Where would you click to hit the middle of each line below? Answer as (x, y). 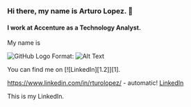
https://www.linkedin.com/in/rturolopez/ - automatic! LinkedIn (95, 83)
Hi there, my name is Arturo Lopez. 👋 (70, 11)
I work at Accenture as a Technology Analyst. (74, 28)
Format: (63, 56)
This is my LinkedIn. (36, 97)
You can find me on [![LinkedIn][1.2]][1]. (64, 70)
